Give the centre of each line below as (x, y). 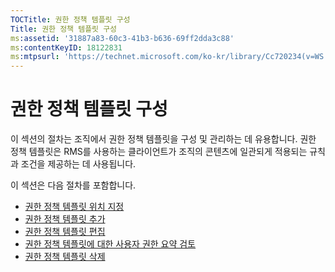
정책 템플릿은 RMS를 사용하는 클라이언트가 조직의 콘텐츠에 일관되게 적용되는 (159, 152)
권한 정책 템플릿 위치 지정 (74, 207)
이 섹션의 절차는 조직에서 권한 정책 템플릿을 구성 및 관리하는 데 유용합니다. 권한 (163, 139)
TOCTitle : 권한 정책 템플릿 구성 (70, 19)
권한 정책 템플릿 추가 (65, 219)
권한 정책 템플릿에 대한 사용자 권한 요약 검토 (110, 244)
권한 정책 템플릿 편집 (65, 232)
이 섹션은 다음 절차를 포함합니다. (73, 185)
